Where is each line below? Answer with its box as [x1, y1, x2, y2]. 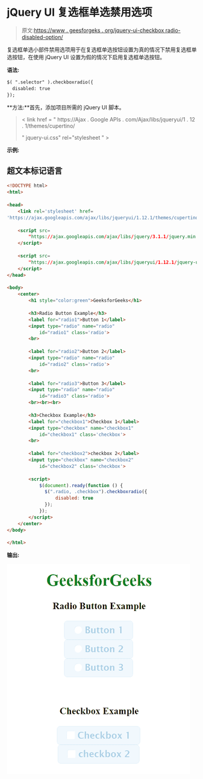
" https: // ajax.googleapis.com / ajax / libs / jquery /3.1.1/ [28, 234, 169, 240]
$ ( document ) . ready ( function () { [39, 482, 123, 488]
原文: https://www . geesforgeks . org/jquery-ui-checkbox [21, 27, 164, 34]
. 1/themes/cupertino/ [21, 122, 75, 129]
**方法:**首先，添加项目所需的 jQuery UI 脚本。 [7, 103, 125, 111]
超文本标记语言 [7, 166, 63, 176]
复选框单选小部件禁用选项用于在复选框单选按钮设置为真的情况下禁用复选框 [7, 46, 192, 53]
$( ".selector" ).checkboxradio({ [7, 79, 94, 85]
